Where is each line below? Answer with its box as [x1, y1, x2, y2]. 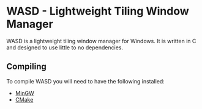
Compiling [6, 62, 47, 72]
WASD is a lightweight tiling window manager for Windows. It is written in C [6, 37, 196, 44]
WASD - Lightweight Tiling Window [6, 4, 190, 18]
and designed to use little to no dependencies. [6, 44, 124, 51]
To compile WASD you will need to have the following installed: [6, 77, 165, 85]
